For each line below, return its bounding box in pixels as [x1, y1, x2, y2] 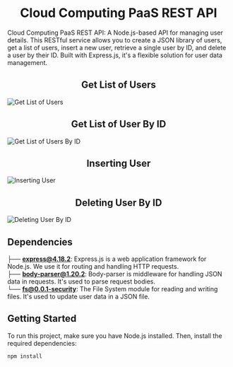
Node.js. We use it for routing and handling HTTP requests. [7, 262, 179, 270]
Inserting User [86, 157, 151, 169]
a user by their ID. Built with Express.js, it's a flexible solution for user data [7, 51, 222, 59]
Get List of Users [80, 79, 157, 91]
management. [7, 58, 48, 66]
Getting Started [7, 313, 77, 325]
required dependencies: [7, 339, 77, 347]
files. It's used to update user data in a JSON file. [7, 292, 150, 301]
